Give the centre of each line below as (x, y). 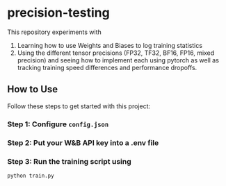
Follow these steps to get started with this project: (79, 106)
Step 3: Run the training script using (70, 161)
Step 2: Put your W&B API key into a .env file (83, 142)
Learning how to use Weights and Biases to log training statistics (110, 45)
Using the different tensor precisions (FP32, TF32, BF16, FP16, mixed (116, 53)
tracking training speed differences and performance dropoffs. (107, 67)
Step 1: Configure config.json (58, 124)
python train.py (31, 176)
